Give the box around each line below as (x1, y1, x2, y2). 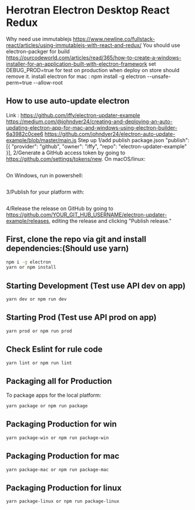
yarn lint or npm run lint (6, 360, 72, 366)
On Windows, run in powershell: (6, 171, 83, 179)
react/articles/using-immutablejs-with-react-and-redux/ (6, 42, 142, 49)
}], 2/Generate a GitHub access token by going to (6, 149, 126, 156)
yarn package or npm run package (6, 403, 88, 409)
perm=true (6, 79, 32, 86)
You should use (143, 42, 180, 49)
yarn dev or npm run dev (6, 296, 67, 302)
